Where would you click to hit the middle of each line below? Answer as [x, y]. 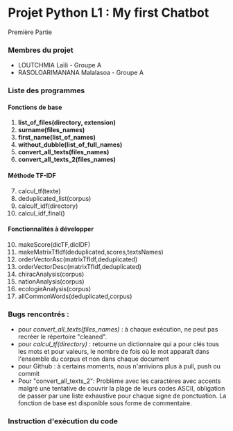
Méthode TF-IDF [32, 175]
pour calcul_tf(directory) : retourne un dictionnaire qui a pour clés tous [118, 344]
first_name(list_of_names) [57, 138]
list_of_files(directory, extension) [67, 122]
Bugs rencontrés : [38, 314]
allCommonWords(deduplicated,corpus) [75, 296]
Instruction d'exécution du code [63, 421]
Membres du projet [41, 50]
